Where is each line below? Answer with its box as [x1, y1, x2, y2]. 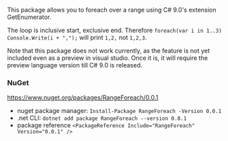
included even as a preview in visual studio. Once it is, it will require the [7, 54, 208, 62]
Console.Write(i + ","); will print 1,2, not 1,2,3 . [7, 33, 147, 42]
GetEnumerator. [7, 13, 51, 21]
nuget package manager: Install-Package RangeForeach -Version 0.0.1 [16, 107, 222, 115]
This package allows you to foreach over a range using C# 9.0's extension [7, 6, 217, 14]
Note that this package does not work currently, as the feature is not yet [7, 47, 210, 54]
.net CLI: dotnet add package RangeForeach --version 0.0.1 [16, 114, 187, 122]
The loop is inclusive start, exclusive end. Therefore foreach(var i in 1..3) [7, 27, 223, 34]
